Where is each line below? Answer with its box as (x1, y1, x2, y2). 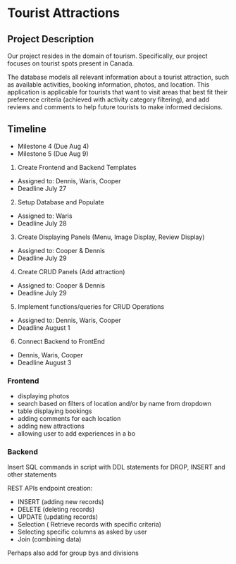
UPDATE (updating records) (17, 513, 99, 521)
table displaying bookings (17, 407, 93, 415)
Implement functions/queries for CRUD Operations (17, 302, 164, 311)
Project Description (7, 33, 94, 45)
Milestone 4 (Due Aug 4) (17, 142, 89, 150)
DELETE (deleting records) (17, 505, 95, 514)
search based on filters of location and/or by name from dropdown (17, 400, 211, 408)
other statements (7, 470, 57, 479)
